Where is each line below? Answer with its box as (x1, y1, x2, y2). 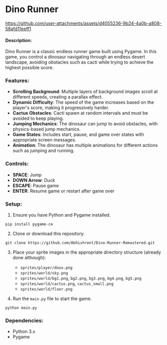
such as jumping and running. (12, 147, 75, 154)
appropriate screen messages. (12, 137, 77, 143)
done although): (12, 255, 47, 261)
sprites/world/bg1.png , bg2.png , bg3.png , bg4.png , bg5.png (20, 275, 142, 281)
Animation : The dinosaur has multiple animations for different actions (12, 142, 158, 149)
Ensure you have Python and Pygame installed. (12, 212, 111, 218)
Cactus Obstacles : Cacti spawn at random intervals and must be (12, 110, 148, 116)
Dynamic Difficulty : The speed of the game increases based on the (12, 100, 154, 106)
